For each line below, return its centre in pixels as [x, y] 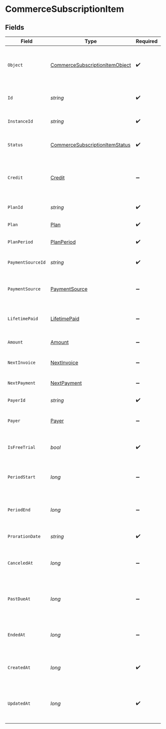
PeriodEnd [19, 510]
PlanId [15, 207]
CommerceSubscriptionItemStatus [90, 145]
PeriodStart [22, 477]
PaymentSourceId [27, 263]
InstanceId [20, 121]
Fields [15, 27]
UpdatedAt [19, 704]
